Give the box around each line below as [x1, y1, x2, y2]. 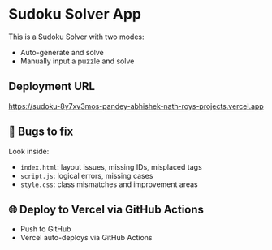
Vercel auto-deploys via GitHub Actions [19, 233, 153, 243]
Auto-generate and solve [19, 47, 104, 57]
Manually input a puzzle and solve [19, 56, 135, 66]
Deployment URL [8, 80, 96, 93]
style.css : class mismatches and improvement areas [19, 179, 198, 189]
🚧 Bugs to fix [8, 125, 74, 139]
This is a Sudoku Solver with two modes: [8, 32, 145, 41]
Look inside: [8, 146, 50, 156]
